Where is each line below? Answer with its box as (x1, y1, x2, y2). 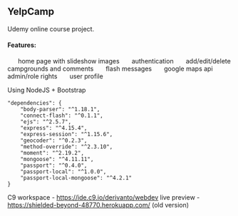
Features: (7, 41, 37, 49)
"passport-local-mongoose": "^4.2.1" (20, 175, 133, 182)
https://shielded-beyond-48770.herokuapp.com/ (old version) (7, 201, 190, 210)
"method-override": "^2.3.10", (20, 143, 113, 150)
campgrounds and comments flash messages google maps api (7, 64, 213, 73)
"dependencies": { (7, 100, 62, 107)
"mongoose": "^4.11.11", (20, 156, 94, 163)
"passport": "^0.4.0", (20, 162, 88, 170)
